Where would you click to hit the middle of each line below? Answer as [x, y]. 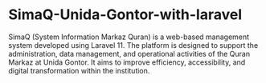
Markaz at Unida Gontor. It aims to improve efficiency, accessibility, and [127, 62]
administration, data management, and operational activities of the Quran [129, 53]
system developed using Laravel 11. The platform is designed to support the [133, 45]
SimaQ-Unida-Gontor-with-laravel [125, 15]
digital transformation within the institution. [79, 70]
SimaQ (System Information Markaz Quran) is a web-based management [129, 37]
